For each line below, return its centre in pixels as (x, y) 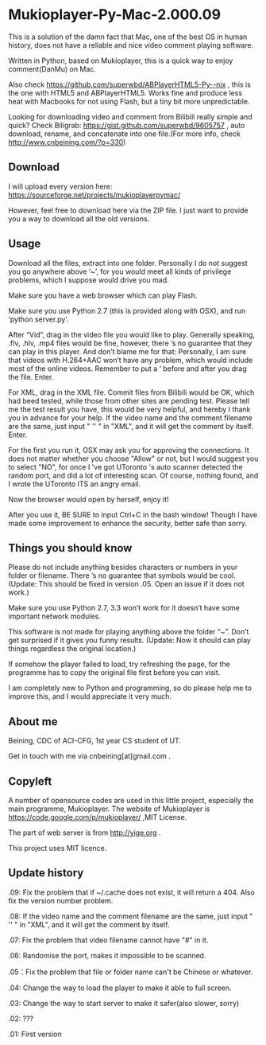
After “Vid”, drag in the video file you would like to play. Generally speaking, (132, 334)
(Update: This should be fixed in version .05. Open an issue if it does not (126, 584)
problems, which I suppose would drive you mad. (89, 279)
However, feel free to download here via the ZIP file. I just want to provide (128, 210)
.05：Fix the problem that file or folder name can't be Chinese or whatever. (131, 972)
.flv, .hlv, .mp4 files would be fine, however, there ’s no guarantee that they (130, 343)
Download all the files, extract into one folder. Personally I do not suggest (128, 263)
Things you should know (70, 548)
